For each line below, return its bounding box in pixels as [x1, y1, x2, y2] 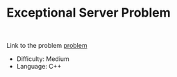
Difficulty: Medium [16, 54, 70, 63]
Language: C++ [16, 62, 62, 70]
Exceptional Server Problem [6, 5, 171, 21]
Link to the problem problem [6, 41, 87, 49]
